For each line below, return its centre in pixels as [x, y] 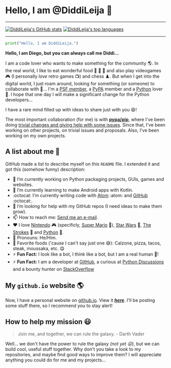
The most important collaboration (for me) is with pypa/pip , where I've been [85, 119]
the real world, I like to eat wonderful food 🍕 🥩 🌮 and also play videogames [83, 70]
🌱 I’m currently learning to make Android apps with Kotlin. [73, 190]
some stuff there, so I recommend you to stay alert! [59, 306]
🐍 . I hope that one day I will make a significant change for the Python [77, 94]
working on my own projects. [36, 135]
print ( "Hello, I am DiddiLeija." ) [42, 43]
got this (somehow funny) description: [45, 169]
